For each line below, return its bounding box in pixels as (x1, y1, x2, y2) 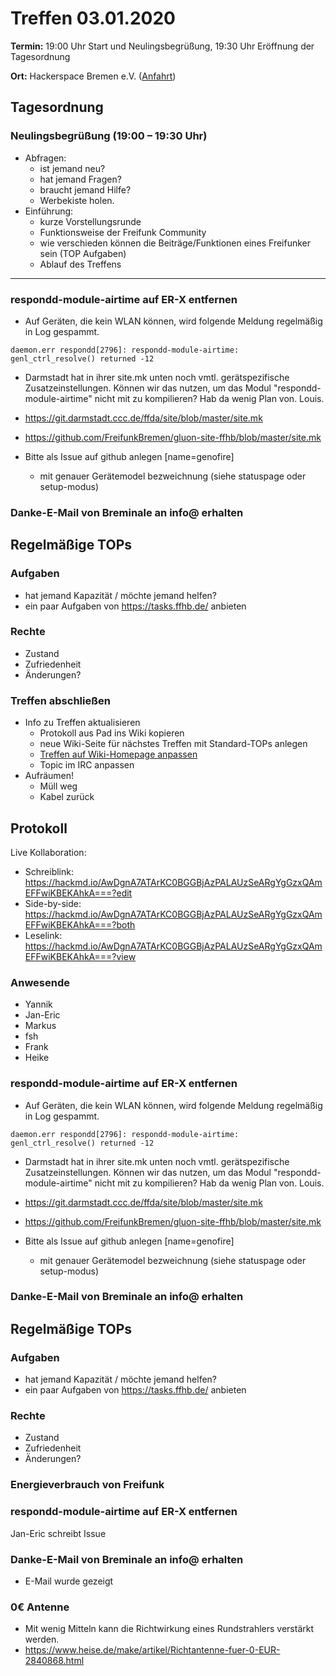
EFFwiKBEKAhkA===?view (24, 950, 137, 962)
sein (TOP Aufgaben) (39, 247, 127, 259)
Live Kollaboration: (10, 846, 87, 858)
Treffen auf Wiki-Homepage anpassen (39, 748, 198, 761)
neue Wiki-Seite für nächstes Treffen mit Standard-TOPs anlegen (39, 738, 308, 750)
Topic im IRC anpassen (39, 759, 135, 771)
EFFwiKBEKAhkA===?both (24, 918, 136, 931)
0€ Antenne (10, 1600, 70, 1614)
